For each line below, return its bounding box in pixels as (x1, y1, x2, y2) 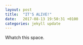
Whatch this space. (5, 35, 44, 41)
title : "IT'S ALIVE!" (5, 12, 52, 17)
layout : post (5, 7, 32, 12)
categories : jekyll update (5, 21, 61, 26)
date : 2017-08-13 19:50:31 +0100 (5, 16, 79, 21)
